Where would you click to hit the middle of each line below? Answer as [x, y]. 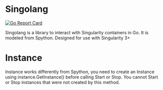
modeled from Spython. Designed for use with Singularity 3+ [68, 38]
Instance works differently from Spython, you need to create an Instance [80, 72]
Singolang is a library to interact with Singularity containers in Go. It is [77, 32]
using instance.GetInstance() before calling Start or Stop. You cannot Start [82, 77]
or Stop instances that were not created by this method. [62, 82]
